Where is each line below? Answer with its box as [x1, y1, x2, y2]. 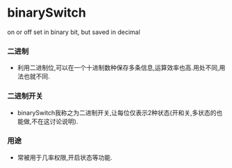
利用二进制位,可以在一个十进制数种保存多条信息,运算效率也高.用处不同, [17, 64, 219, 72]
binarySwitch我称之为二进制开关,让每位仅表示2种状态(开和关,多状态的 [17, 108, 217, 117]
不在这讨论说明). [31, 117, 78, 126]
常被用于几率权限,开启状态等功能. [17, 153, 113, 161]
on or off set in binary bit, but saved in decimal [7, 28, 140, 36]
